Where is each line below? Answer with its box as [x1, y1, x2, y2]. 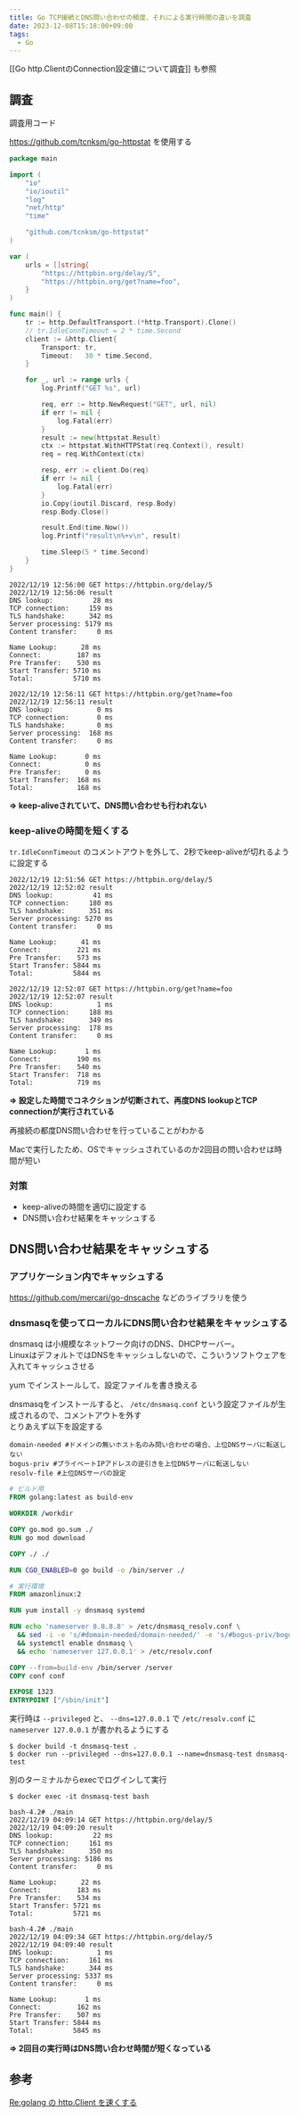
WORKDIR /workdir [9, 1509, 74, 1519]
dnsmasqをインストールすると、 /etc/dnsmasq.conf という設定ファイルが [9, 1399, 279, 1410]
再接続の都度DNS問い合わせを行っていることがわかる [9, 1125, 205, 1136]
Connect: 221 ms [9, 946, 101, 955]
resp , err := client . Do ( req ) [41, 465, 149, 475]
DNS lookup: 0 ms [9, 705, 114, 714]
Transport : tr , [41, 342, 98, 352]
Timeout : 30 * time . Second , [41, 351, 153, 360]
